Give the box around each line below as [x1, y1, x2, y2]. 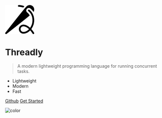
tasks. [17, 68, 30, 74]
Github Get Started [5, 98, 43, 104]
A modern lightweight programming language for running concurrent [17, 63, 157, 69]
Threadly [5, 47, 43, 58]
